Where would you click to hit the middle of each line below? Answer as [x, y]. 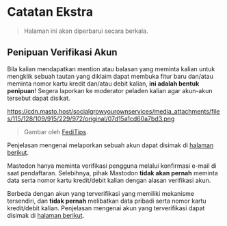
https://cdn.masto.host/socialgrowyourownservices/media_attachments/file [113, 111]
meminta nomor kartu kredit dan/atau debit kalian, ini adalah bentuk [103, 84]
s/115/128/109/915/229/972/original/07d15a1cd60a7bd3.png [91, 118]
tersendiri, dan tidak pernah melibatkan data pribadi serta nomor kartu [107, 201]
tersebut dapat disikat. [39, 98]
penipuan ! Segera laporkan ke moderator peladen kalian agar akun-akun [110, 90]
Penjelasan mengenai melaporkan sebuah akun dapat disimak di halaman [110, 145]
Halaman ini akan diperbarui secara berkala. [86, 31]
